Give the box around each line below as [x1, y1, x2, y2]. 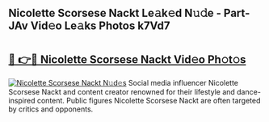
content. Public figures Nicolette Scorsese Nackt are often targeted [36, 96, 261, 105]
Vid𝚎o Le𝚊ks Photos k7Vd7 [30, 19, 170, 33]
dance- [237, 87, 261, 96]
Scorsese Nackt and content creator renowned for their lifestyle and [8, 87, 236, 96]
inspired [8, 96, 36, 105]
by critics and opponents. [8, 104, 94, 114]
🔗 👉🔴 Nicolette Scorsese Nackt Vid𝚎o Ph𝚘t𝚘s [8, 53, 246, 66]
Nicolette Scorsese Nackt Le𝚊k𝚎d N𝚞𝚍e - [8, 6, 222, 20]
